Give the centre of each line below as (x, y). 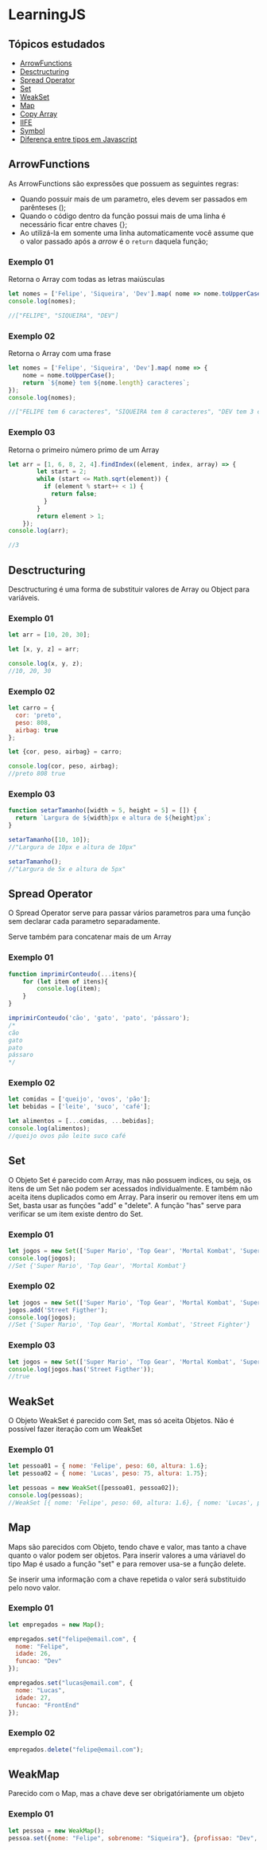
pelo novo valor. (35, 1587)
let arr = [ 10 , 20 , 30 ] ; (49, 635)
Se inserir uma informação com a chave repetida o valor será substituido (127, 1579)
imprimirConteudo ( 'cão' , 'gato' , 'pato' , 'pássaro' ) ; (99, 1018)
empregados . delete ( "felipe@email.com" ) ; (76, 1750)
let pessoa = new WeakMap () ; (56, 1830)
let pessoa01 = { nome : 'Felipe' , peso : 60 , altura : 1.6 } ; (108, 1466)
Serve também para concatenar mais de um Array (90, 937)
